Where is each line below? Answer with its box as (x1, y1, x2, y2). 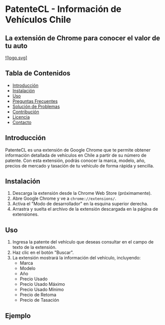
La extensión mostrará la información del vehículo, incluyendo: (12, 255, 141, 261)
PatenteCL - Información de (5, 3, 122, 15)
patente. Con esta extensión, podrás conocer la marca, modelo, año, (5, 158, 146, 163)
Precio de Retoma (19, 292, 57, 298)
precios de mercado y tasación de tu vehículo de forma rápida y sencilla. (5, 162, 154, 168)
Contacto (12, 119, 32, 125)
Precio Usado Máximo (19, 281, 66, 287)
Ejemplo (5, 312, 31, 320)
